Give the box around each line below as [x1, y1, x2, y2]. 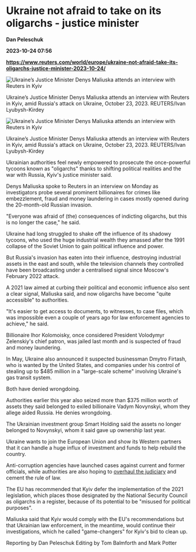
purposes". [6, 504, 33, 511]
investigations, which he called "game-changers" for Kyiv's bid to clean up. [6, 528, 188, 535]
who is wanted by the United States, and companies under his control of [6, 361, 180, 368]
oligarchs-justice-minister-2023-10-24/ [6, 64, 106, 71]
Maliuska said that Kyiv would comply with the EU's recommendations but [6, 515, 184, 522]
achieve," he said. [6, 320, 49, 327]
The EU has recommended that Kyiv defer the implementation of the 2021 [6, 485, 184, 492]
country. [6, 450, 26, 457]
